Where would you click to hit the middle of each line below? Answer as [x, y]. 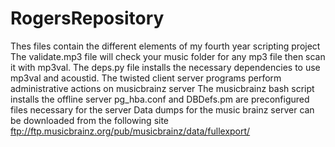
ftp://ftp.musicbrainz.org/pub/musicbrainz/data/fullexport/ [130, 131]
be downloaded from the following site [90, 120]
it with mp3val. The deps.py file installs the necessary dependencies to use [165, 67]
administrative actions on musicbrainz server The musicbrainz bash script [162, 88]
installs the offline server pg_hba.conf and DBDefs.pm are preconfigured [160, 99]
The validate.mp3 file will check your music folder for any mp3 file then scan [168, 56]
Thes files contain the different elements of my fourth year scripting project [165, 46]
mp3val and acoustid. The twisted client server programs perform [146, 78]
